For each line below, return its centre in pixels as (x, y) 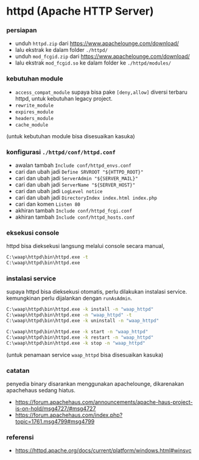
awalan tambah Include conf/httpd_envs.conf (73, 165)
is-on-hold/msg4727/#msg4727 (55, 408)
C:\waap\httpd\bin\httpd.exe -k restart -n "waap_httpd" (80, 337)
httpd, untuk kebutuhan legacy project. (64, 98)
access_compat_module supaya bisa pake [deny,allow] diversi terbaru (101, 92)
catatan (18, 370)
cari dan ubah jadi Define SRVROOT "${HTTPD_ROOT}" (79, 172)
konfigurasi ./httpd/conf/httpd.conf (61, 152)
